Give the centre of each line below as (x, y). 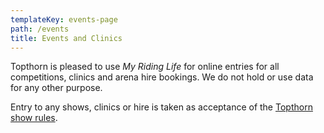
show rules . (34, 118)
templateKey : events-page (64, 19)
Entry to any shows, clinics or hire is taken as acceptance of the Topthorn (161, 107)
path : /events (40, 29)
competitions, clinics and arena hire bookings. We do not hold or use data (162, 77)
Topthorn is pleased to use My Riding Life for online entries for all (145, 67)
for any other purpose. (56, 88)
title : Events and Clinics (66, 38)
